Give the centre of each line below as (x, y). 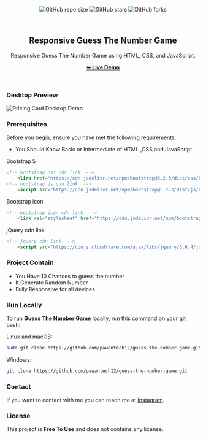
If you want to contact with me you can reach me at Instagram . (86, 400)
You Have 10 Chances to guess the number (70, 276)
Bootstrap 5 (21, 161)
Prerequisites (27, 124)
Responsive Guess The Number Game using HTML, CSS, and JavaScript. (103, 55)
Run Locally (24, 305)
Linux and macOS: (29, 337)
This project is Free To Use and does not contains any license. (85, 429)
